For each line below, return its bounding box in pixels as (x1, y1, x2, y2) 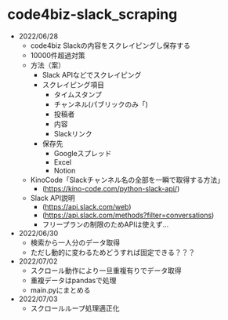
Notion (53, 165, 76, 175)
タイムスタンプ (53, 89, 103, 99)
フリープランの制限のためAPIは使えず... (42, 220, 169, 229)
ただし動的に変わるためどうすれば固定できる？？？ (30, 247, 196, 256)
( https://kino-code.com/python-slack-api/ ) (42, 184, 180, 193)
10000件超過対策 (30, 50, 85, 60)
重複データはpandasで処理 (30, 275, 117, 285)
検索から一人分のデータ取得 (30, 238, 121, 247)
